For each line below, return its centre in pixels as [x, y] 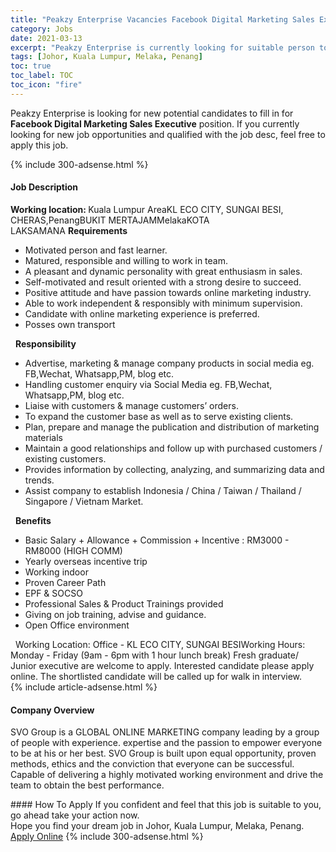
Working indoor [56, 572]
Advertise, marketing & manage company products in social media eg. [169, 363]
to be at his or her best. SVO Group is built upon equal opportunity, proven [163, 753]
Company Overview [52, 710]
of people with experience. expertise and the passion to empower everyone [166, 743]
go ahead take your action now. [75, 815]
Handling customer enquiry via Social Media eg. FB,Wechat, [148, 384]
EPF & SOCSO [53, 593]
